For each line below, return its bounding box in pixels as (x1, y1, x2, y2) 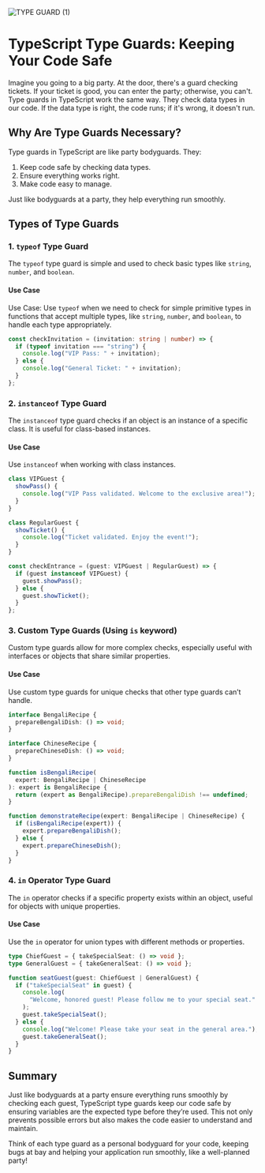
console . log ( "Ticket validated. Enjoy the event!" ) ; (22, 533, 200, 541)
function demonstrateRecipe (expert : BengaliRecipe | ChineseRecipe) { (8, 812, 245, 821)
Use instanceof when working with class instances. (8, 460, 176, 469)
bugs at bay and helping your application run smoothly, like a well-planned (8, 1148, 250, 1157)
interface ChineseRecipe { (8, 739, 97, 748)
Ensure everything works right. (19, 171, 120, 180)
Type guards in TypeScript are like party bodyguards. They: (8, 147, 202, 156)
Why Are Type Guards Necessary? (8, 126, 181, 140)
